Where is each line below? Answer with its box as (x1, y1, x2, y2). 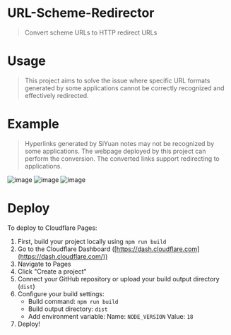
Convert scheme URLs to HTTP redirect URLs (24, 28, 158, 37)
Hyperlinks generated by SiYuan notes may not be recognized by (24, 139, 215, 147)
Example (7, 116, 59, 132)
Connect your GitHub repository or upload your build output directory (17, 274, 220, 283)
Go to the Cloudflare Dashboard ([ (17, 245, 117, 253)
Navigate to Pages (17, 260, 71, 268)
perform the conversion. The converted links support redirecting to (24, 154, 220, 163)
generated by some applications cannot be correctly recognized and (24, 83, 225, 92)
